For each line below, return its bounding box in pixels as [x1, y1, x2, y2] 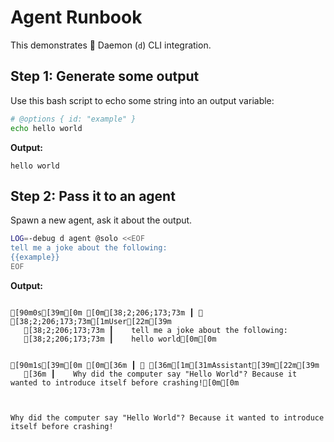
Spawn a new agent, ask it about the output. [10, 214, 193, 226]
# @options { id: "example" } [10, 114, 137, 124]
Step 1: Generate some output [10, 68, 200, 85]
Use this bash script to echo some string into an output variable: [10, 94, 275, 106]
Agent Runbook [10, 6, 143, 29]
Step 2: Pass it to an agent [10, 187, 176, 205]
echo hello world [10, 123, 83, 133]
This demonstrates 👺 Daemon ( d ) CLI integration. [10, 39, 212, 51]
